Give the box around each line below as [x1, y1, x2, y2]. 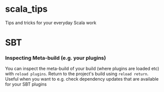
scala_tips [5, 3, 48, 15]
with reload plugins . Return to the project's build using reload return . [5, 71, 149, 77]
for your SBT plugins [5, 81, 47, 87]
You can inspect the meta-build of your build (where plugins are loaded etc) [5, 65, 160, 72]
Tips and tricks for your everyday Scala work [5, 20, 96, 26]
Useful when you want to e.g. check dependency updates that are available [5, 76, 159, 82]
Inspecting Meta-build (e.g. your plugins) [5, 55, 106, 61]
